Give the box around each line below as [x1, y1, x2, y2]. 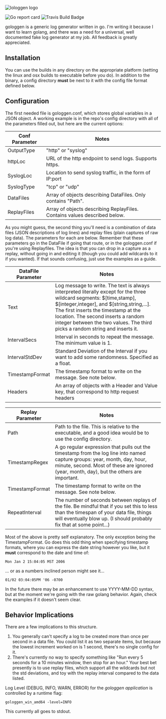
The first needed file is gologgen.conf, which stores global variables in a [5, 110, 152, 116]
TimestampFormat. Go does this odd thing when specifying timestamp [5, 539, 149, 545]
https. [46, 161, 60, 168]
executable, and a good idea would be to [55, 429, 149, 436]
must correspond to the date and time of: [5, 550, 89, 556]
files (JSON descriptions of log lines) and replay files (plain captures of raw [5, 230, 158, 236]
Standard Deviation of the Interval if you [55, 347, 148, 354]
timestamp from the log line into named [55, 449, 146, 456]
